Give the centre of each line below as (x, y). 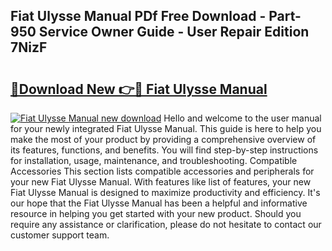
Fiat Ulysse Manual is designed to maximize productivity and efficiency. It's (165, 192)
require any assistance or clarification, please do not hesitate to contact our (166, 224)
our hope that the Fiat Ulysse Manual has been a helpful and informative (159, 203)
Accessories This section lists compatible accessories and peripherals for (162, 171)
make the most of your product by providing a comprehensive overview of (163, 139)
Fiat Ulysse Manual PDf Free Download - (138, 16)
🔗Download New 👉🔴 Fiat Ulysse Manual (139, 89)
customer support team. (60, 235)
